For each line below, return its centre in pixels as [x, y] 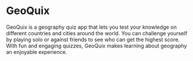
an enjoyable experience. [37, 52]
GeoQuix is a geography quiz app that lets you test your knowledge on [91, 27]
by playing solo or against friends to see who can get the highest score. [93, 39]
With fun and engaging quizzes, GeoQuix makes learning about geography [96, 46]
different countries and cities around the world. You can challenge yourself [97, 33]
